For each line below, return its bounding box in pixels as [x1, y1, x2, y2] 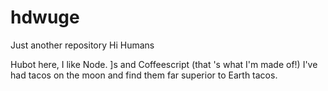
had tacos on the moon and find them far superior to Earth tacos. [10, 69, 278, 81]
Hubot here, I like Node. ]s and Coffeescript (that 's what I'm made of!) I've [10, 58, 318, 70]
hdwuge [10, 6, 80, 29]
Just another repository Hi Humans [10, 39, 155, 51]
